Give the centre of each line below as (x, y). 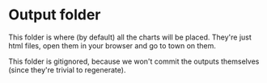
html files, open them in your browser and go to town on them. (112, 45)
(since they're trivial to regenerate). (67, 69)
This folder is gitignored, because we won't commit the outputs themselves (134, 61)
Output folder (55, 15)
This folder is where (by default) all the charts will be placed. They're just (130, 37)
